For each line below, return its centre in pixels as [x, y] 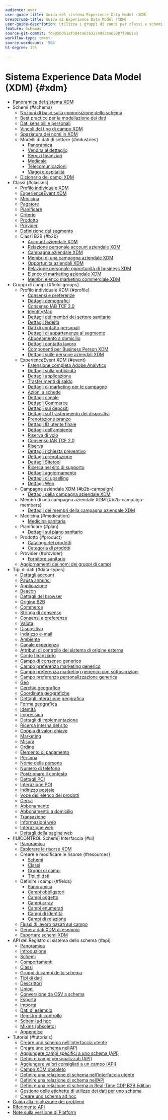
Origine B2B [32, 601]
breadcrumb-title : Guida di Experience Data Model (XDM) [66, 19]
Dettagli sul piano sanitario [55, 532]
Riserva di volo [43, 435]
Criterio [28, 214]
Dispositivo [32, 628]
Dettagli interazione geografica [52, 698]
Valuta [27, 623]
